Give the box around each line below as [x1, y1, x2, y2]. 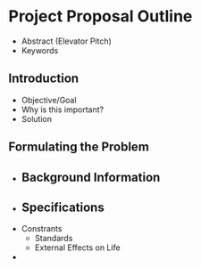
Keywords [21, 45, 59, 55]
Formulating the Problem [8, 140, 149, 155]
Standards [34, 233, 73, 244]
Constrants [21, 223, 63, 234]
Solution [21, 113, 53, 124]
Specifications [21, 199, 105, 215]
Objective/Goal [21, 94, 77, 105]
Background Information [21, 169, 161, 184]
